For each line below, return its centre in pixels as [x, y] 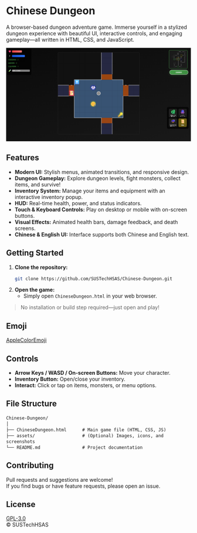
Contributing [30, 466]
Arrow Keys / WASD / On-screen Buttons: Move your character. [93, 373]
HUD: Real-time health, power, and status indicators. [78, 203]
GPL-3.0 [16, 518]
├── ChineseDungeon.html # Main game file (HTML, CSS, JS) [86, 430]
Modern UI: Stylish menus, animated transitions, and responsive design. [102, 172]
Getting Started [35, 253]
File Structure [31, 404]
